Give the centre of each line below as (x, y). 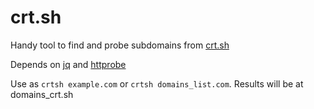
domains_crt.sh (42, 94)
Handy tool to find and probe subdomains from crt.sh (120, 45)
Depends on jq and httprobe (68, 64)
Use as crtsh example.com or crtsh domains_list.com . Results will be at (157, 83)
